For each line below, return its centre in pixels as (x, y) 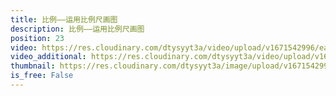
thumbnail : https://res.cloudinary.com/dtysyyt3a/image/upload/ (147, 66)
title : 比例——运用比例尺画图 (64, 19)
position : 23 (37, 38)
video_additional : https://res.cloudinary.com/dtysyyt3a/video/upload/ (162, 57)
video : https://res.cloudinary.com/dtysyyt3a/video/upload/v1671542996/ (165, 47)
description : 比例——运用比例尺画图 (77, 29)
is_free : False (42, 76)
